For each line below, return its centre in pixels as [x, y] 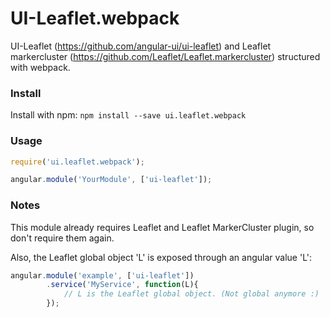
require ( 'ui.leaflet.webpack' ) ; [77, 162]
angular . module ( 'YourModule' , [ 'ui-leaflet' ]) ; [111, 180]
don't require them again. [62, 238]
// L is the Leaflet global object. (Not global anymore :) [191, 294]
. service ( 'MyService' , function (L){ [122, 285]
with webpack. [40, 67]
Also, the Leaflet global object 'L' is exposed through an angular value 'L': [161, 257]
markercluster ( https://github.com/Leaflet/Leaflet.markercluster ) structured [165, 56]
